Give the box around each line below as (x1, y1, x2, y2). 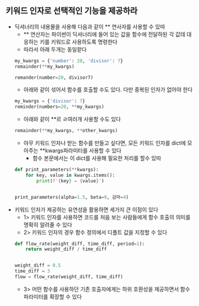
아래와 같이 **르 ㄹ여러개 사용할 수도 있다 (23, 116, 122, 123)
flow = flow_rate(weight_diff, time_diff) (14, 274, 123, 280)
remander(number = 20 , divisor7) (14, 75, 94, 81)
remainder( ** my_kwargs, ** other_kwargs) (14, 128, 118, 134)
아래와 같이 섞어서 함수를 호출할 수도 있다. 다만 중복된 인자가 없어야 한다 (23, 86, 193, 93)
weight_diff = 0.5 (14, 262, 61, 268)
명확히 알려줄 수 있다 (23, 221, 73, 228)
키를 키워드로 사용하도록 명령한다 (39, 38, 118, 45)
